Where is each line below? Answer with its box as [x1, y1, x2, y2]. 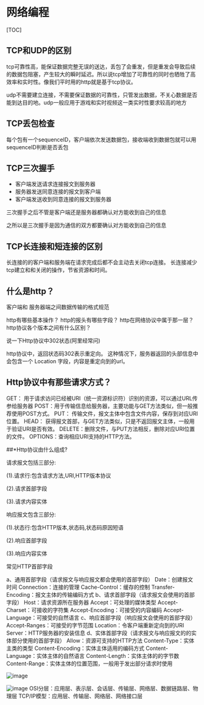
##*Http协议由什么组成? [6, 446, 68, 453]
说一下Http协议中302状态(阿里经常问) [6, 337, 100, 344]
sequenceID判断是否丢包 [6, 143, 69, 150]
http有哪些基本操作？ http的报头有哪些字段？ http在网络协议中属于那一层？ [6, 316, 194, 323]
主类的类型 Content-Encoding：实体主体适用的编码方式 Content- [6, 644, 169, 652]
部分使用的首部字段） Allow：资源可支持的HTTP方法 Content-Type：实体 [11, 637, 195, 644]
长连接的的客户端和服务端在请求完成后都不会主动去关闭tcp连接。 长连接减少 [6, 259, 197, 266]
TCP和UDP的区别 [6, 45, 72, 56]
